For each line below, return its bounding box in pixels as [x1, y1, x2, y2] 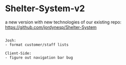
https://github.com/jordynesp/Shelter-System [5, 24, 97, 30]
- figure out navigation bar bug [5, 55, 73, 60]
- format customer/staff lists [5, 42, 69, 47]
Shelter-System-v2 [5, 3, 85, 14]
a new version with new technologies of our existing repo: [5, 19, 122, 25]
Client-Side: [5, 51, 32, 56]
